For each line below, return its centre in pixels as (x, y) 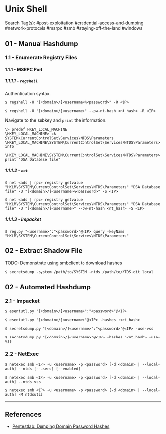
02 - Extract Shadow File (44, 251)
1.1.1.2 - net (17, 170)
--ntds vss (29, 382)
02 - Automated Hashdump (48, 287)
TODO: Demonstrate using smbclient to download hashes (63, 263)
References (23, 414)
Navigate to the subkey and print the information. (56, 120)
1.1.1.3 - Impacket (23, 219)
